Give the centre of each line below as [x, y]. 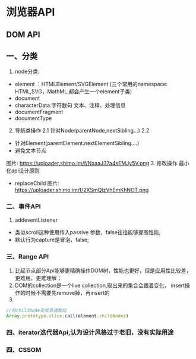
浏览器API [31, 12]
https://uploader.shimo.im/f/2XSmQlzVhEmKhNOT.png [82, 190]
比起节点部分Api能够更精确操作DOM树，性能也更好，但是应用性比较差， [103, 270]
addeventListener [36, 220]
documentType [33, 118]
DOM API [23, 34]
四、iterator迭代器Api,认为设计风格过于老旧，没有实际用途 [90, 332]
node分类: [27, 71]
